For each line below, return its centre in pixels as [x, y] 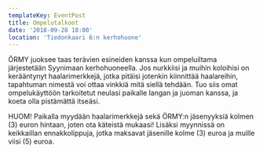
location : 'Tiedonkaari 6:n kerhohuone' [75, 37]
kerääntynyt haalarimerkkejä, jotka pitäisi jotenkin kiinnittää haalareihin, [123, 76]
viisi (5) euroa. [31, 141]
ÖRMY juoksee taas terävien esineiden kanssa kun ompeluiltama [113, 60]
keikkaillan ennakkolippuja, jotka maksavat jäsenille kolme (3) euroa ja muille [131, 133]
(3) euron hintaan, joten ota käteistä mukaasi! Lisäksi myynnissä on [117, 125]
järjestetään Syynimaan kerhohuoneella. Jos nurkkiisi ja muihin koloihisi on [129, 68]
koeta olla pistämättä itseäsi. [54, 101]
